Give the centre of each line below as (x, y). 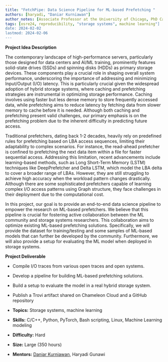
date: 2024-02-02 (23, 29)
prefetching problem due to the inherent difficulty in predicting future (76, 121)
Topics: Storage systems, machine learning (57, 310)
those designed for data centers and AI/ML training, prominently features (80, 62)
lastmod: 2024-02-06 (27, 33)
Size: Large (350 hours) (37, 344)
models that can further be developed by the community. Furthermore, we (81, 236)
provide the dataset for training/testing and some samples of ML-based (79, 231)
